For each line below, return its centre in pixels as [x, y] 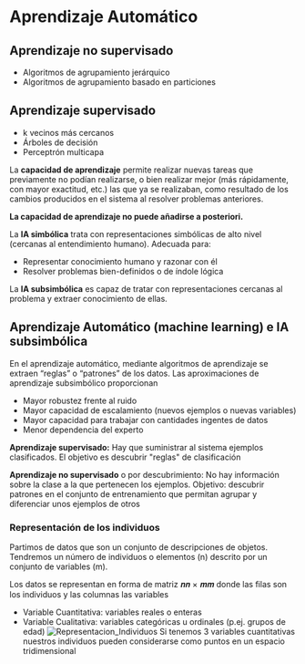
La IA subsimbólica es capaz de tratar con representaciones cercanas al [146, 288]
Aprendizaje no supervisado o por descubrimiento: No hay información [144, 474]
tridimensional [49, 650]
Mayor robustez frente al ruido [80, 400]
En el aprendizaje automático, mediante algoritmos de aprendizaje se [139, 363]
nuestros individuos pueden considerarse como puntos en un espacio [153, 641]
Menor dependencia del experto [83, 430]
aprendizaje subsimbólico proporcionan [84, 383]
